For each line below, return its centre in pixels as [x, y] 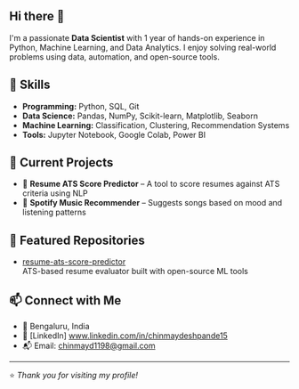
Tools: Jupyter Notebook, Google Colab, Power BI [114, 134]
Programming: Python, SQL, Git [81, 106]
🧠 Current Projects [61, 162]
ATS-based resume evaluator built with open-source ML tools [135, 271]
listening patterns [54, 212]
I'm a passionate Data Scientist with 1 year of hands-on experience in [137, 37]
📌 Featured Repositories [77, 240]
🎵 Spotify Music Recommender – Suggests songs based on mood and [152, 203]
